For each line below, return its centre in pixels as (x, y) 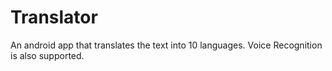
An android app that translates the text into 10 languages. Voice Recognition (166, 45)
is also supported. (47, 55)
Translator (54, 17)
